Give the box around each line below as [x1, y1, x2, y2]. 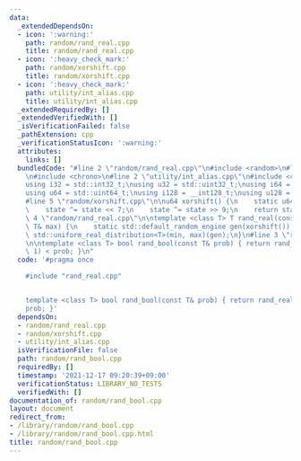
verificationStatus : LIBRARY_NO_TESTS [17, 379, 163, 388]
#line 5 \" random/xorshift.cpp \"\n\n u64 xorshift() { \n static [25, 197, 279, 207]
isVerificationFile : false [17, 346, 118, 355]
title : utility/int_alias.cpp [25, 96, 139, 106]
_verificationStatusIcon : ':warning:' [17, 138, 163, 147]
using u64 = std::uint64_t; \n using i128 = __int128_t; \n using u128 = [25, 189, 291, 198]
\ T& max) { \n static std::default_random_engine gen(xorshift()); [25, 222, 295, 231]
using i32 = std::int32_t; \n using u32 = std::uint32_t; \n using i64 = [25, 181, 291, 190]
